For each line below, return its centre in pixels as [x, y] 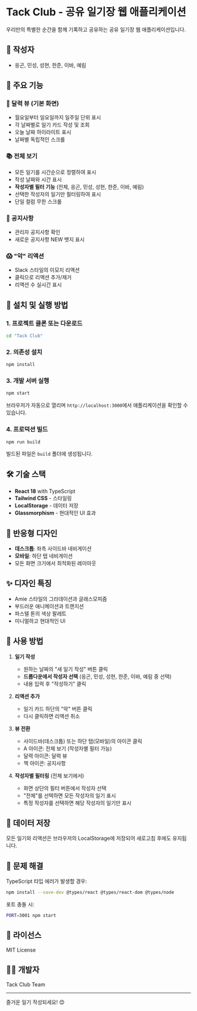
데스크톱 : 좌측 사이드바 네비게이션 [53, 549]
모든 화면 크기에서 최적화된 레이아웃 [55, 563]
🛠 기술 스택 [26, 474]
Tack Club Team [26, 984]
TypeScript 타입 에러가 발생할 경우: [47, 881]
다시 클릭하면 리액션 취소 [52, 716]
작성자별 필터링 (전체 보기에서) [49, 775]
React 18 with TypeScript [45, 491]
